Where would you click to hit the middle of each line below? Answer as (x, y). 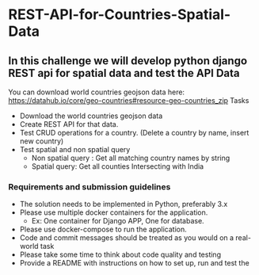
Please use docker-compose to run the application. (103, 229)
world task (37, 246)
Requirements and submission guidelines (90, 186)
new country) (42, 141)
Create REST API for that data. (69, 124)
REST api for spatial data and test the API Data (124, 73)
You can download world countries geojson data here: (96, 92)
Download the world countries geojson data (91, 116)
